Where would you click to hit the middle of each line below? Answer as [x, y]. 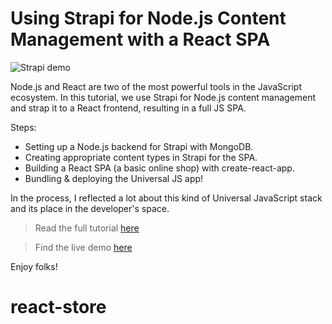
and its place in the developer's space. [90, 208]
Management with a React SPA [140, 39]
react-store [58, 307]
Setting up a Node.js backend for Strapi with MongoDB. [139, 146]
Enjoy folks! [34, 266]
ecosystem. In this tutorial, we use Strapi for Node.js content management [163, 97]
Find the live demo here [83, 247]
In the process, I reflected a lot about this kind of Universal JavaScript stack [166, 198]
